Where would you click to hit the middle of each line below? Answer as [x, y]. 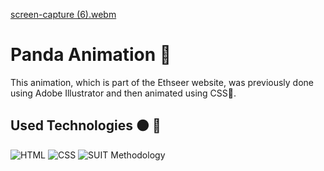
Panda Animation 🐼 [91, 55]
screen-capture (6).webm [63, 14]
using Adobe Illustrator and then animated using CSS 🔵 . [123, 93]
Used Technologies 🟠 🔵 [86, 125]
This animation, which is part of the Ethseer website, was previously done [162, 82]
